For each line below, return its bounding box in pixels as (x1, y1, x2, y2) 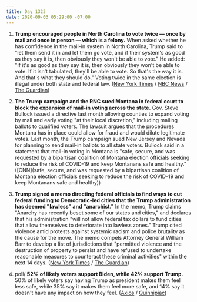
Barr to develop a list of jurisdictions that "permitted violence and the (14, 240, 182, 247)
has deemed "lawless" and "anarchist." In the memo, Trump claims (14, 203, 181, 210)
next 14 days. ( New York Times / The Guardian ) (14, 259, 129, 266)
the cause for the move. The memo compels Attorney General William (14, 234, 183, 241)
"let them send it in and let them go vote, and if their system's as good (14, 49, 185, 56)
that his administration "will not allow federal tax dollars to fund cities (14, 215, 182, 222)
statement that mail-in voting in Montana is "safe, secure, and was (14, 147, 175, 155)
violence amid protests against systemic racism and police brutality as (14, 227, 185, 235)
